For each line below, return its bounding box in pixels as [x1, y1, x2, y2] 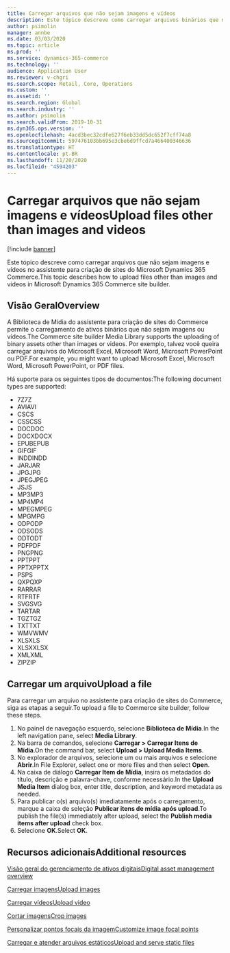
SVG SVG [16, 600, 42, 608]
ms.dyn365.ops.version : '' [7, 125, 84, 132]
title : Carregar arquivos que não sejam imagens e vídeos [7, 10, 176, 17]
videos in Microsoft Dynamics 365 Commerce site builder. [7, 279, 171, 288]
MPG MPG [16, 512, 45, 520]
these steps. [7, 711, 42, 720]
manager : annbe [7, 29, 51, 36]
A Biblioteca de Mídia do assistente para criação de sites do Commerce [7, 318, 209, 326]
